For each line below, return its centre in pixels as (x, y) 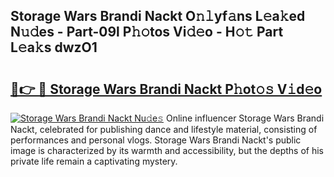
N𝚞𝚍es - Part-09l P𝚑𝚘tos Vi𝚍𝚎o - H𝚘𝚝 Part (147, 32)
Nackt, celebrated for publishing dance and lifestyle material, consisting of (164, 129)
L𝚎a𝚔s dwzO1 (54, 47)
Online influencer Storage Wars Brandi (245, 118)
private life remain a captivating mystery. (94, 161)
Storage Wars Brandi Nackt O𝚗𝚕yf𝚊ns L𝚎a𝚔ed (158, 16)
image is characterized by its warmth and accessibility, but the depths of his (167, 150)
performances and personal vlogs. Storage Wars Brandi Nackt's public (156, 140)
